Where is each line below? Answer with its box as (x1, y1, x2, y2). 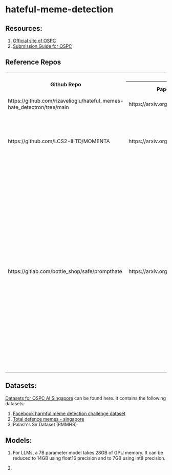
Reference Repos (5, 58, 61, 67)
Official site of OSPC (12, 37, 56, 44)
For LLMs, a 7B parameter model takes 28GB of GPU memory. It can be (12, 450, 164, 456)
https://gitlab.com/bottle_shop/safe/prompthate (8, 268, 122, 275)
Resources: (5, 24, 42, 33)
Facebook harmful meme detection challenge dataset (12, 410, 126, 417)
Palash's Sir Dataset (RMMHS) (12, 421, 77, 427)
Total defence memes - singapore (12, 415, 84, 422)
